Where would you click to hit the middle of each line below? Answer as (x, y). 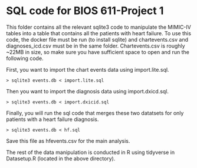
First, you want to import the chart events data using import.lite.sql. (88, 69)
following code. (25, 58)
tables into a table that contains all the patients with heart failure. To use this (99, 33)
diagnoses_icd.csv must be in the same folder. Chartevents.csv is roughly (96, 46)
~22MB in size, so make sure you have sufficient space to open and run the (98, 52)
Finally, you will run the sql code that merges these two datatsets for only (95, 113)
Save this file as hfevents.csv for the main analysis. (68, 141)
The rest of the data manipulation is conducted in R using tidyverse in (91, 152)
